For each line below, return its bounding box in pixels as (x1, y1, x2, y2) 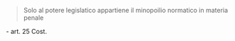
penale (23, 13, 44, 22)
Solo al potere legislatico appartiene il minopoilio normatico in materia (23, 6, 229, 14)
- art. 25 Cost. (6, 28, 47, 35)
